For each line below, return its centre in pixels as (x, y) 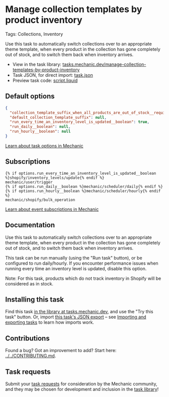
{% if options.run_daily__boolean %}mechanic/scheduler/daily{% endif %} (84, 186)
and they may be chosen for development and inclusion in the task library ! (82, 389)
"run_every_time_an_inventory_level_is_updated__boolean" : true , (80, 122)
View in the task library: (37, 64)
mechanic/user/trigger (29, 182)
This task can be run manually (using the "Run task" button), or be (74, 258)
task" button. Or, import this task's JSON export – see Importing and (76, 317)
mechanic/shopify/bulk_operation (40, 200)
